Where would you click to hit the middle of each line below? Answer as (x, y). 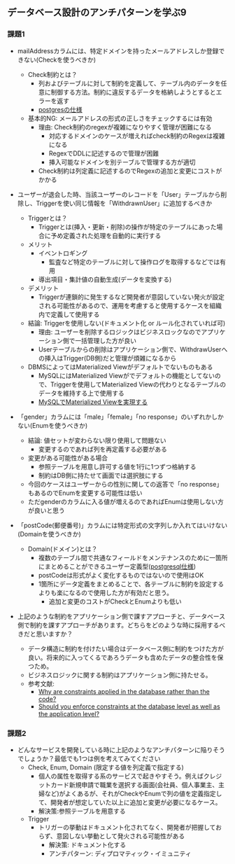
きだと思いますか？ (45, 634)
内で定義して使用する (69, 314)
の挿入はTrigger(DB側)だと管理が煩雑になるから (107, 358)
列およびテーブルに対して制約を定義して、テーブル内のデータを (130, 83)
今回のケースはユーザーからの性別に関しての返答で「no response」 (125, 484)
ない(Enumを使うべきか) (52, 425)
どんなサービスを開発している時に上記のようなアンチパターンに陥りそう (121, 750)
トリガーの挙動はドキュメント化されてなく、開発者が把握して (127, 827)
